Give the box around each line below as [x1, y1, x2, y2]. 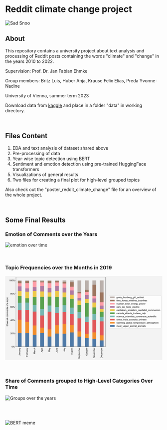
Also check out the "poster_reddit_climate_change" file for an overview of [5, 186, 157, 193]
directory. [5, 107, 25, 113]
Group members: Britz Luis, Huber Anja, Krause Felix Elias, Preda [5, 77, 139, 83]
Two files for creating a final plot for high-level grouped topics [12, 177, 140, 183]
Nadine [5, 83, 20, 89]
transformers [12, 166, 39, 172]
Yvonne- [139, 77, 158, 83]
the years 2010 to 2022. [5, 58, 54, 64]
